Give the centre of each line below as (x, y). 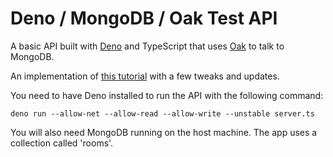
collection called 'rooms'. (62, 143)
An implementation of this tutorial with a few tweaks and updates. (145, 76)
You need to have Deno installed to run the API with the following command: (167, 95)
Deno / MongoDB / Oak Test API (144, 18)
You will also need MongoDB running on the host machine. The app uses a (164, 132)
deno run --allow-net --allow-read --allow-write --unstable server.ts (162, 113)
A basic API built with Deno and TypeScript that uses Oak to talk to (147, 46)
